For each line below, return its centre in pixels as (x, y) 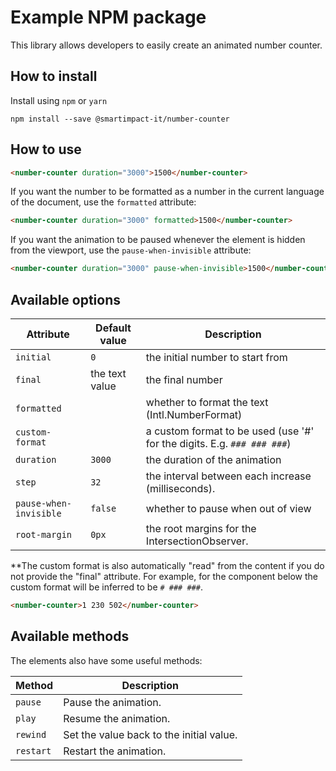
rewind (31, 734)
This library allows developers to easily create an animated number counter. (166, 45)
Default (113, 328)
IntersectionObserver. (197, 541)
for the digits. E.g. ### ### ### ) (218, 443)
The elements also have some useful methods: (106, 660)
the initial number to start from (216, 357)
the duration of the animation (213, 459)
